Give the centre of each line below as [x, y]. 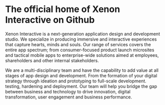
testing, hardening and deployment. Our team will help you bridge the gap [81, 86]
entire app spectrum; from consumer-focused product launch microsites [80, 50]
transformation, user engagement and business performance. [69, 97]
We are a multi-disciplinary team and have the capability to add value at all [82, 70]
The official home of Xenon [63, 9]
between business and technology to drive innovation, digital [68, 91]
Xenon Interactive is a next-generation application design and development [82, 34]
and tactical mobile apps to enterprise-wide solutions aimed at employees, [82, 55]
